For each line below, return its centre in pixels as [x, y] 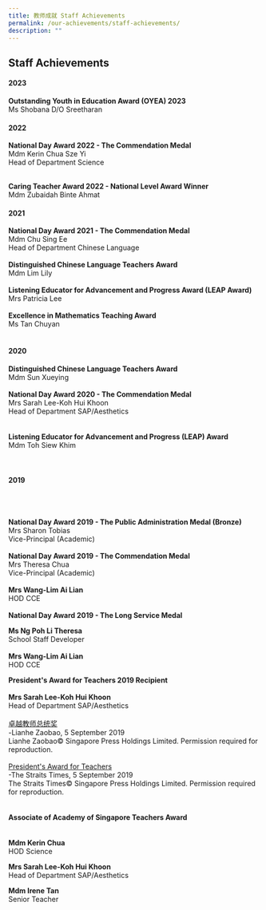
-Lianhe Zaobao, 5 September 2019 [67, 732]
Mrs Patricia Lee [35, 299]
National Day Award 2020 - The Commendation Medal [100, 394]
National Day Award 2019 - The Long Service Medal [95, 615]
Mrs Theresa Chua [39, 564]
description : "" [35, 30]
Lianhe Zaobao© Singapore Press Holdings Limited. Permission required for [133, 741]
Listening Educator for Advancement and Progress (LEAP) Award [119, 437]
